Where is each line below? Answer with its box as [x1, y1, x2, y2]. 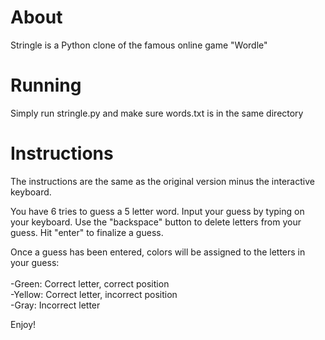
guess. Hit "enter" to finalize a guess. [10, 226, 164, 238]
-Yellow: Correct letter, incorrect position [10, 288, 178, 300]
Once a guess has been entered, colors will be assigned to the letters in [10, 246, 306, 258]
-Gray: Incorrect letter [10, 299, 101, 311]
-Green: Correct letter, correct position [10, 277, 170, 290]
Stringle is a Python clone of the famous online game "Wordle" [10, 39, 268, 51]
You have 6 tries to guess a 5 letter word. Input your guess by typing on [10, 205, 305, 217]
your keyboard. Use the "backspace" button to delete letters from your [10, 216, 302, 228]
